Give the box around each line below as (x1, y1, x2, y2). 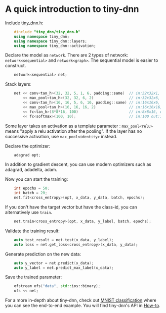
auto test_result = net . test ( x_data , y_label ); (14, 237, 114, 242)
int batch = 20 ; (14, 191, 48, 196)
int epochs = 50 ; (14, 186, 50, 191)
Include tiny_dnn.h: (5, 20, 43, 26)
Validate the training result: (5, 228, 60, 234)
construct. (5, 63, 26, 69)
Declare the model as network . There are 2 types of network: (5, 52, 128, 58)
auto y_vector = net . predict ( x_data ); (14, 261, 94, 265)
